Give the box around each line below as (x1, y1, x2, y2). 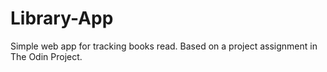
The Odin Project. (10, 50, 83, 62)
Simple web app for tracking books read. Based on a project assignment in (10, 40, 318, 52)
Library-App (10, 7, 114, 30)
